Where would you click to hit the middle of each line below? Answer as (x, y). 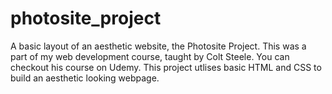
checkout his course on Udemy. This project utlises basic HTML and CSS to (166, 67)
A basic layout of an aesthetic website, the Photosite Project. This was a (158, 46)
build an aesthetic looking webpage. (85, 78)
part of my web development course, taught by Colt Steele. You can (150, 56)
